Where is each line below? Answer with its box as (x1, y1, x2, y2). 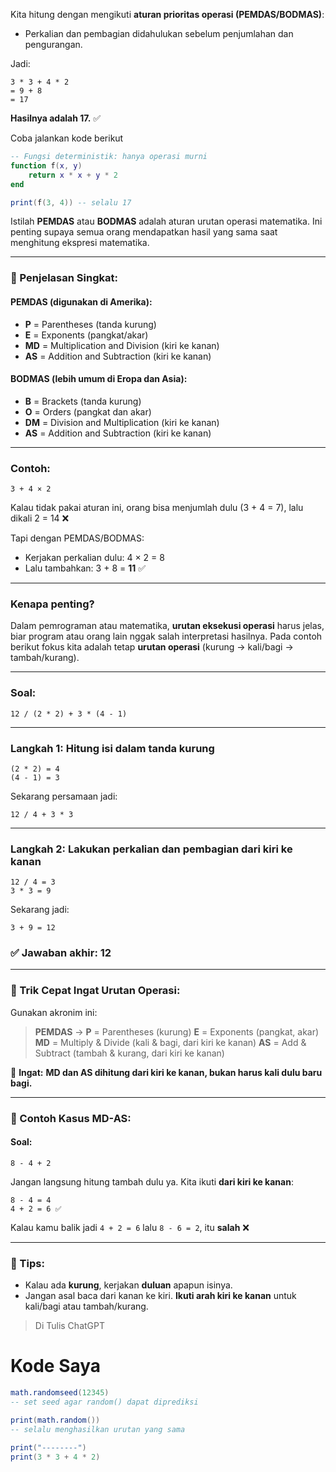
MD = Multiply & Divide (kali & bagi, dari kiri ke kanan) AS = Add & (34, 1036, 307, 1048)
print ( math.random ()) (10, 1415, 101, 1425)
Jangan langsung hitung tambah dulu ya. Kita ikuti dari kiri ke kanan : (10, 1175, 294, 1188)
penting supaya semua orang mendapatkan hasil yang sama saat (10, 226, 278, 238)
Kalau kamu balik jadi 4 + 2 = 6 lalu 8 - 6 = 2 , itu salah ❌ (10, 1221, 250, 1233)
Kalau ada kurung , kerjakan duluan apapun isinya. (24, 1279, 233, 1291)
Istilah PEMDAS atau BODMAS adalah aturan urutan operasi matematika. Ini (10, 215, 323, 228)
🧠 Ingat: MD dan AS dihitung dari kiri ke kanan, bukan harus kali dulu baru (10, 1066, 323, 1078)
